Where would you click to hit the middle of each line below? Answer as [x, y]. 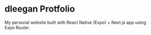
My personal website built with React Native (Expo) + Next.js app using [75, 22]
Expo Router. [17, 27]
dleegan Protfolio [40, 9]
